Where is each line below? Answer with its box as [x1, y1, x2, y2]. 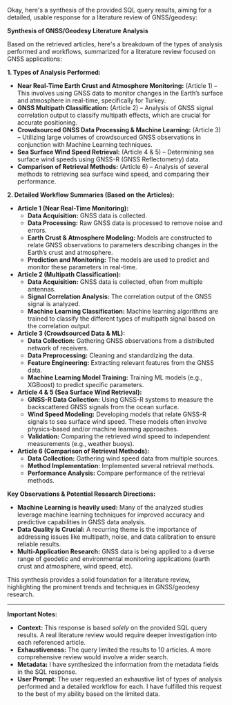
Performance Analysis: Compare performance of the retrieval [27, 469, 205, 477]
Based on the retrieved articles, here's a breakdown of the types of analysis [7, 40, 223, 48]
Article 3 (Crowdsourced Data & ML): [17, 329, 126, 337]
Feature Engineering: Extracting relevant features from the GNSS [27, 359, 214, 366]
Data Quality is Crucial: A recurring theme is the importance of [17, 526, 197, 533]
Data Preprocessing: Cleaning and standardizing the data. [27, 351, 195, 359]
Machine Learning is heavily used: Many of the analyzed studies [17, 503, 204, 511]
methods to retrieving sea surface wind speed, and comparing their [17, 170, 209, 178]
